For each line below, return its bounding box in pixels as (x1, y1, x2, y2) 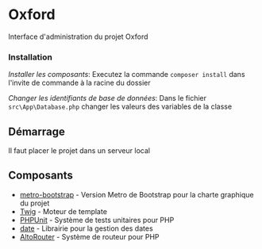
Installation (8, 52, 53, 63)
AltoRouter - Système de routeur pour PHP (19, 232, 160, 241)
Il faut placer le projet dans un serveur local (8, 146, 151, 155)
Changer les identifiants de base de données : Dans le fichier (8, 94, 207, 103)
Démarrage (8, 125, 65, 138)
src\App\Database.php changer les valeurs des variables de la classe (8, 102, 233, 112)
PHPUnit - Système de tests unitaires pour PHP (19, 215, 175, 224)
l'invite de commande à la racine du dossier (8, 78, 151, 88)
